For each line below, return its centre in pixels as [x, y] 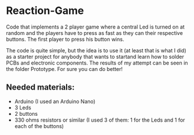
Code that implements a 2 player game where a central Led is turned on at [96, 27]
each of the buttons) [39, 126]
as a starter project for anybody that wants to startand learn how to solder [95, 56]
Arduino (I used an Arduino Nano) [55, 101]
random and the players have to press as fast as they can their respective [94, 33]
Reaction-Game [45, 11]
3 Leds [23, 107]
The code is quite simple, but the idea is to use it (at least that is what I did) [96, 50]
